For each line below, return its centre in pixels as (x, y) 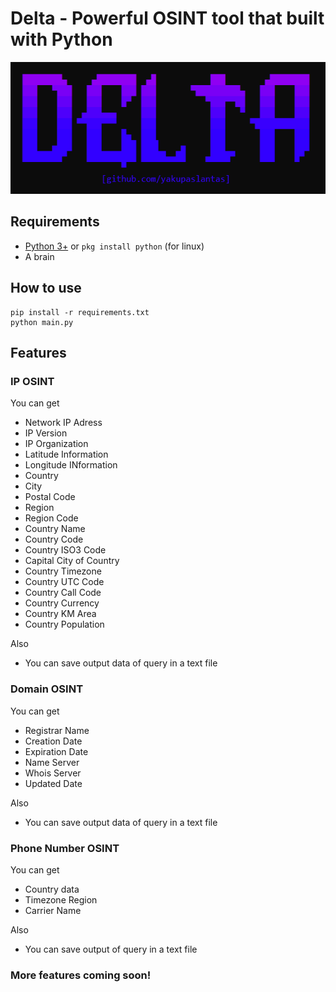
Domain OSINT (47, 689)
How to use (46, 288)
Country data (52, 889)
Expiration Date (56, 751)
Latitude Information (66, 454)
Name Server (52, 762)
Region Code (51, 518)
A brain (39, 256)
